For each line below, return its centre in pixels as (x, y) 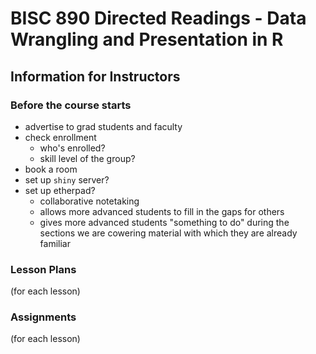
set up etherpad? (60, 190)
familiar (55, 243)
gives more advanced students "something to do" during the (164, 222)
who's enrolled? (72, 148)
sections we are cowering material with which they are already (168, 233)
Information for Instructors (95, 76)
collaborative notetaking (89, 201)
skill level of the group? (87, 158)
